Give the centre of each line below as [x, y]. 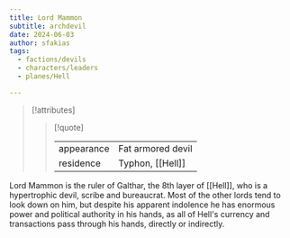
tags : [19, 51]
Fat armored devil [155, 148]
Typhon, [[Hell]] [152, 163]
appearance [84, 148]
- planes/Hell [44, 77]
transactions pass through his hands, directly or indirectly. [117, 224]
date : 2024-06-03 [42, 34]
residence [80, 163]
